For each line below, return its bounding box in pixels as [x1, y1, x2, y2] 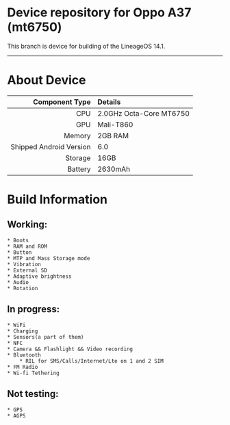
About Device [7, 73, 86, 88]
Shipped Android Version [10, 142, 91, 151]
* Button [7, 248, 32, 256]
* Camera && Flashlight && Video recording [7, 346, 133, 352]
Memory [64, 131, 91, 140]
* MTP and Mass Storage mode [7, 255, 90, 261]
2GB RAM [97, 131, 129, 140]
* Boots [7, 237, 29, 244]
